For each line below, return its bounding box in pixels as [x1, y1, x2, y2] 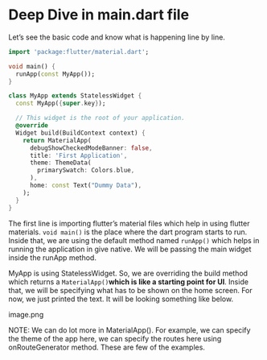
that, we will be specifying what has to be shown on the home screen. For [8, 285, 253, 295]
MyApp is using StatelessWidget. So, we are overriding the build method [8, 268, 248, 278]
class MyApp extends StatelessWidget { [8, 92, 142, 100]
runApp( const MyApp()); [15, 70, 95, 78]
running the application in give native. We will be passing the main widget [8, 244, 252, 254]
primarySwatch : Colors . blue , [37, 167, 135, 175]
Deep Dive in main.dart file [8, 6, 190, 24]
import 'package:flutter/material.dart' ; [8, 48, 150, 56]
